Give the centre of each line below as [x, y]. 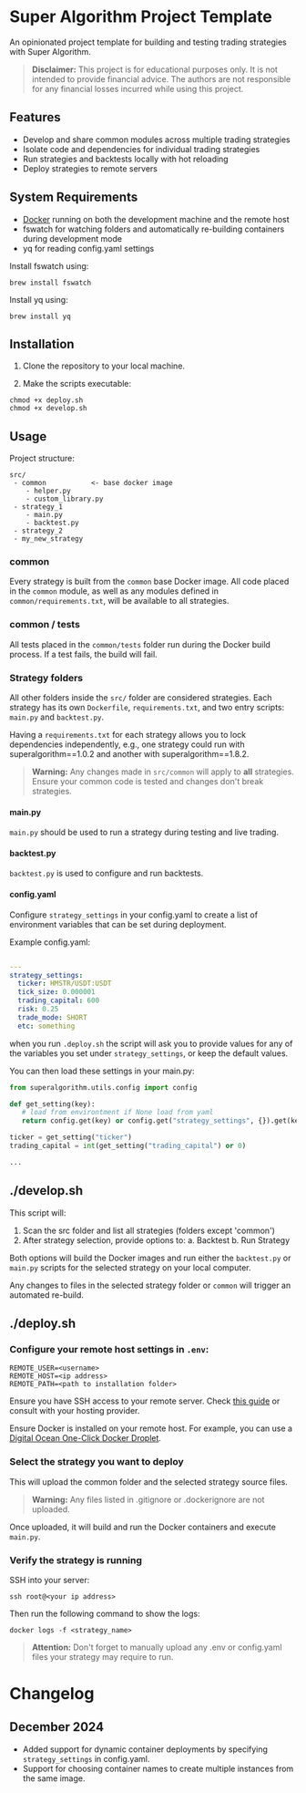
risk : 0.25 [38, 1010]
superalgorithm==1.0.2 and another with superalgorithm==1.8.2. [129, 754]
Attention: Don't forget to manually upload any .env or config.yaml [157, 1647]
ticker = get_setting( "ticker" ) [71, 1137]
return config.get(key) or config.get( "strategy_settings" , [138, 1121]
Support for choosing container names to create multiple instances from [158, 1768]
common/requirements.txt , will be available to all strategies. [119, 601]
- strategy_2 [38, 531]
